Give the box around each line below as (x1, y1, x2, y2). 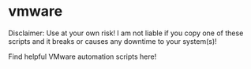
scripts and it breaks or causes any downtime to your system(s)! (8, 36, 217, 45)
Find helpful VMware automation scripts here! (8, 52, 157, 61)
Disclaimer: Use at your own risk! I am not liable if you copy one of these (8, 28, 244, 38)
